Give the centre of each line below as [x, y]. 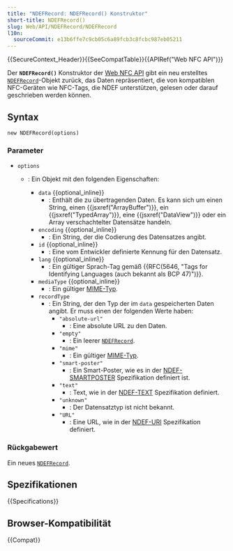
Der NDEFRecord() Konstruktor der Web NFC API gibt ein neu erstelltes [107, 73]
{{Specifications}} [33, 502]
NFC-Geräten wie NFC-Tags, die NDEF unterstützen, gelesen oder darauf [113, 88]
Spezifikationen [43, 484]
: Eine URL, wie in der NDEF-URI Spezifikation [135, 422]
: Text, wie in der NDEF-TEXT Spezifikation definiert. [144, 393]
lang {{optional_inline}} [71, 259]
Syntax [23, 117]
